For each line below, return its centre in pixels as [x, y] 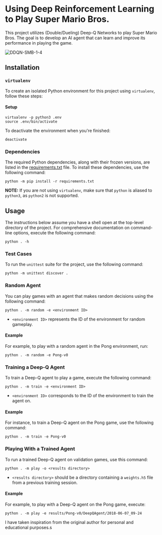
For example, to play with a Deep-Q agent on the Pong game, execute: [75, 504]
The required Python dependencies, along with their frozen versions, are [78, 162]
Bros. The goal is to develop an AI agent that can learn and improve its [75, 38]
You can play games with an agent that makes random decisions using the [79, 296]
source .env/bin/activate [31, 122]
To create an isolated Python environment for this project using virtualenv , [80, 91]
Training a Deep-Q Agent [35, 367]
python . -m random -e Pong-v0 [37, 355]
